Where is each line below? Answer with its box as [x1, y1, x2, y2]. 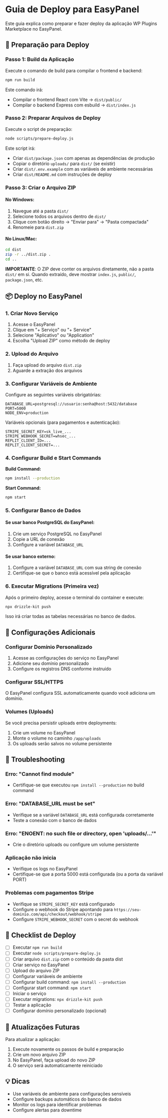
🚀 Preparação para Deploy [5, 41, 90, 49]
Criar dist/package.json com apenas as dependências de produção [12, 155, 155, 161]
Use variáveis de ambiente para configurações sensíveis [12, 1090, 131, 1097]
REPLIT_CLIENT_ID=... [5, 438, 51, 443]
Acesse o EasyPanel [12, 321, 56, 328]
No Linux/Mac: [5, 236, 37, 242]
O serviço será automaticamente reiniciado [12, 1062, 103, 1068]
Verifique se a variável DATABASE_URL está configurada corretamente [12, 811, 154, 818]
